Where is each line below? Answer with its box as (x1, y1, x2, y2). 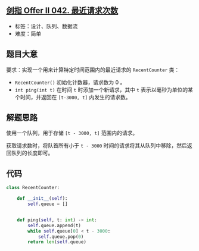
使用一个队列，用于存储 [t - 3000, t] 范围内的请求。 (6, 130, 138, 137)
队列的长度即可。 (11, 149, 54, 156)
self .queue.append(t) (27, 222, 82, 228)
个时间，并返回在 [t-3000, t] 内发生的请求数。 (14, 93, 131, 101)
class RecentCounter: (6, 185, 60, 191)
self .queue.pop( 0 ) (38, 234, 84, 240)
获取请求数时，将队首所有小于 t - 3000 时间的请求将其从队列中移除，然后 (6, 142, 188, 149)
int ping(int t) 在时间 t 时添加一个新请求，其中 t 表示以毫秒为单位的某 (14, 86, 194, 93)
